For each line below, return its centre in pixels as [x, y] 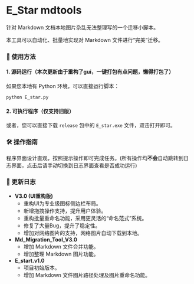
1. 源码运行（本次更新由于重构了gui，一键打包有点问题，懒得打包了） [90, 72]
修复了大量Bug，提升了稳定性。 [62, 226]
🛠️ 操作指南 [22, 142]
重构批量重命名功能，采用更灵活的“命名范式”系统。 [85, 218]
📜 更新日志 [21, 182]
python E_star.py [27, 97]
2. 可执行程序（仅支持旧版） [40, 111]
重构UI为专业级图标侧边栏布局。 [62, 203]
